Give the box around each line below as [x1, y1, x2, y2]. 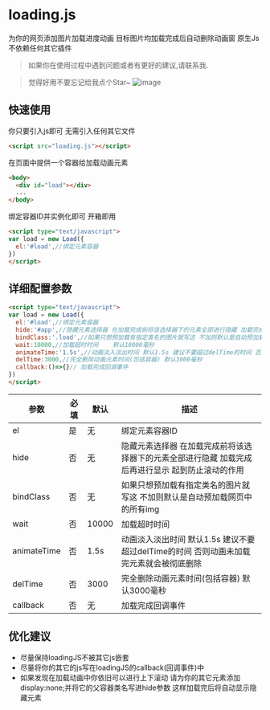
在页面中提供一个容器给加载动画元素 [8, 157, 129, 167]
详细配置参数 [8, 281, 72, 295]
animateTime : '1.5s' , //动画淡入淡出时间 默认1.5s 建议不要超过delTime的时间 [15, 348, 252, 357]
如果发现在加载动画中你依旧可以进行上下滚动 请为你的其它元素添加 [19, 672, 241, 682]
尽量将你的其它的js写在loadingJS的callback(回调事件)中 [19, 663, 205, 672]
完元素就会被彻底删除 [121, 557, 202, 569]
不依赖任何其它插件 [8, 43, 72, 53]
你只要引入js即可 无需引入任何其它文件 [8, 126, 136, 136]
